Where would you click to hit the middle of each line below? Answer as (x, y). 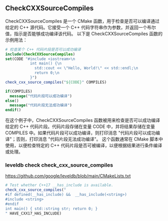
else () (12, 101)
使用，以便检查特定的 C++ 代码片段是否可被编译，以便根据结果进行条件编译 (84, 145)
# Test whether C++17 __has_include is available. (59, 185)
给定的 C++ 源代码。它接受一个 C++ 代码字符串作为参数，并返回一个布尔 (81, 27)
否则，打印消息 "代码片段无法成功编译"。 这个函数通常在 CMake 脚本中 (90, 139)
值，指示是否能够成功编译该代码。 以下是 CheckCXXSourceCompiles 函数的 (84, 33)
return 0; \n (47, 73)
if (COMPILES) (19, 91)
